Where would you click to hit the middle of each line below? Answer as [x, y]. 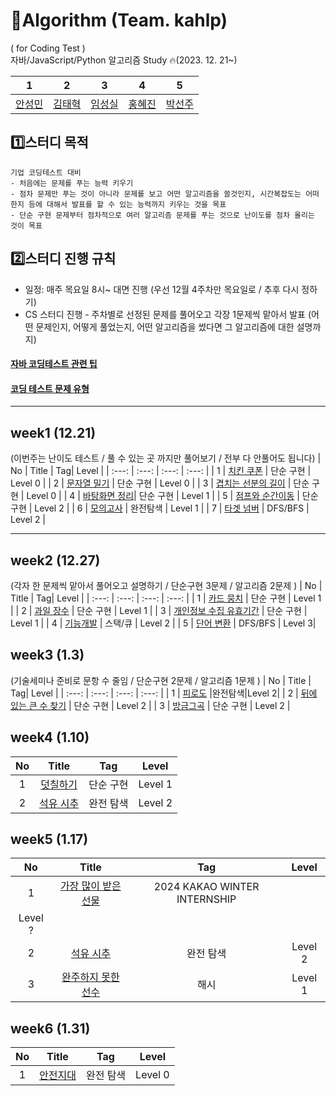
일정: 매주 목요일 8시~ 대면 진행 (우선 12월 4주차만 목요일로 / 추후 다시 [162, 289]
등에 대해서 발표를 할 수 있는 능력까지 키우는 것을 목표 [127, 204]
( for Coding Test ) [48, 48]
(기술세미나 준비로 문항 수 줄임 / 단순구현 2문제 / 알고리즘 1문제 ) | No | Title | [161, 680]
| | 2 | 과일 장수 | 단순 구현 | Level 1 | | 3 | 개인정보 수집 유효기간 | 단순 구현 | [159, 610]
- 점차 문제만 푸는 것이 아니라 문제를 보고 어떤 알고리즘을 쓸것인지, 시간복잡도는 [156, 194]
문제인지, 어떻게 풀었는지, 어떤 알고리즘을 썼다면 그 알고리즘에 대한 [165, 326]
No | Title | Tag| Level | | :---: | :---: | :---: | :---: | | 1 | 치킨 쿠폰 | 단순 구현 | [161, 471]
